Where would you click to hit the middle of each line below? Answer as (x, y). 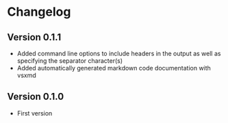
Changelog (39, 12)
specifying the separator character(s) (70, 61)
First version (35, 113)
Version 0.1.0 (36, 97)
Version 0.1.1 (34, 37)
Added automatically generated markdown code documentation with (114, 68)
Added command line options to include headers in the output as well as (119, 53)
